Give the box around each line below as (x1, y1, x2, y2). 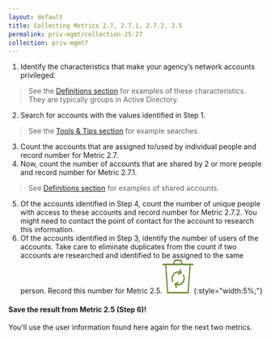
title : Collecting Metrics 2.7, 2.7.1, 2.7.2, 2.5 (8, 21, 183, 30)
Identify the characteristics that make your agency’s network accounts (19, 62, 256, 72)
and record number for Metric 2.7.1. (19, 168, 138, 177)
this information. (19, 225, 75, 235)
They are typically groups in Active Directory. (28, 95, 180, 104)
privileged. (19, 70, 57, 80)
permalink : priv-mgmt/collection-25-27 (8, 30, 143, 38)
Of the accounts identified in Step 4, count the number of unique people (19, 199, 260, 209)
